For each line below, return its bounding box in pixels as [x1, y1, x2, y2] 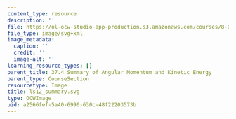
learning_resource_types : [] [7, 62, 93, 69]
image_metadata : [7, 36, 55, 43]
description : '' [7, 17, 55, 24]
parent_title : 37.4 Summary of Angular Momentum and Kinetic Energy [7, 69, 212, 76]
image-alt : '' [13, 56, 55, 63]
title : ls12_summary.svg [7, 88, 80, 95]
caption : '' [13, 43, 49, 50]
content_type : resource [7, 10, 77, 17]
